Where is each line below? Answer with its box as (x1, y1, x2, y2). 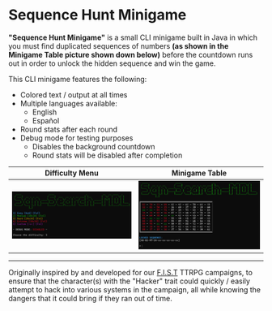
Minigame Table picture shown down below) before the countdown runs (8, 50, 253, 59)
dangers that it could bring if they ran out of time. (8, 293, 172, 303)
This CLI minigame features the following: (8, 74, 147, 84)
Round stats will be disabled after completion (32, 150, 183, 160)
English (32, 107, 57, 117)
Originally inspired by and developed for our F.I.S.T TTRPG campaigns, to (8, 267, 253, 277)
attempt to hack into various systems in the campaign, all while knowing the (8, 284, 261, 294)
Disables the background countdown (32, 141, 155, 151)
